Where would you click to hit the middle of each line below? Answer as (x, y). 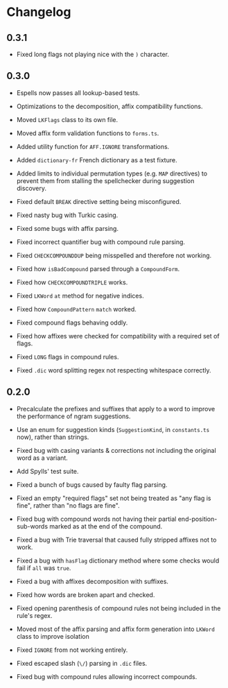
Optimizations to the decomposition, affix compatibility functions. (109, 106)
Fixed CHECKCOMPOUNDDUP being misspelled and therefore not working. (114, 255)
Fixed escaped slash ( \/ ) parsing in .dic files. (82, 663)
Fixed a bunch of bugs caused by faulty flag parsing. (92, 484)
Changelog (39, 12)
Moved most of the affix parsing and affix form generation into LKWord (116, 629)
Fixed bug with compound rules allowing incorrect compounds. (107, 676)
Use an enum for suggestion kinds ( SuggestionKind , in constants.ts (113, 429)
